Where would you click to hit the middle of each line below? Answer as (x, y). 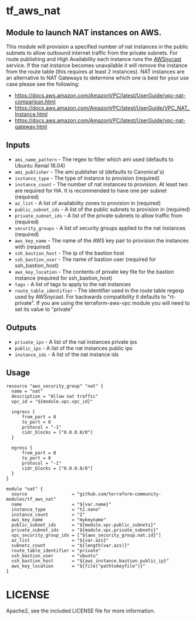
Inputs (18, 145)
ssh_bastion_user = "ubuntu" (55, 556)
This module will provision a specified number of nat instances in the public (97, 46)
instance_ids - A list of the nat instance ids (67, 354)
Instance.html (31, 114)
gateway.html (31, 127)
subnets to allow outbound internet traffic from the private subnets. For (92, 53)
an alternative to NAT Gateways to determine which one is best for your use (97, 78)
